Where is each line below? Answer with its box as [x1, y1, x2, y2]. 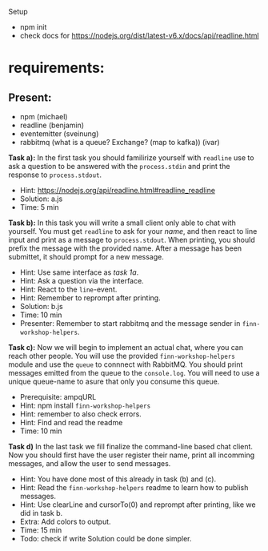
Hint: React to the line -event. [19, 284, 118, 294]
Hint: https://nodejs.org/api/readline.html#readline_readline [19, 186, 216, 195]
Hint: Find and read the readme [19, 418, 123, 427]
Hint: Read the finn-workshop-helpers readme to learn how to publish [19, 483, 249, 492]
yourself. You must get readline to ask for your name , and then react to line [8, 227, 258, 235]
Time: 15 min [19, 525, 62, 535]
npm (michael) [19, 112, 68, 121]
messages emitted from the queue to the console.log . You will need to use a [8, 368, 260, 377]
